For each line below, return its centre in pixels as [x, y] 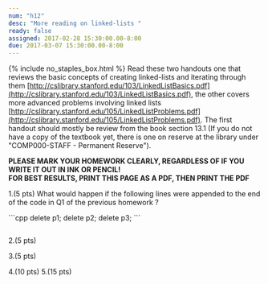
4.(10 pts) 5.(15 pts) [40, 272]
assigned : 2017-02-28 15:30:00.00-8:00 [75, 38]
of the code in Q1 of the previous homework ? [83, 203]
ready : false [30, 31]
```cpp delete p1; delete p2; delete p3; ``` [75, 218]
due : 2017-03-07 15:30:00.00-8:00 [66, 46]
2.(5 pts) [22, 241]
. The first [216, 120]
